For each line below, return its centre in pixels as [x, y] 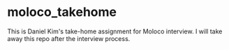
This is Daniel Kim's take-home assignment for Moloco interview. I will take [115, 31]
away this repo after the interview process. [69, 38]
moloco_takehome [62, 12]
